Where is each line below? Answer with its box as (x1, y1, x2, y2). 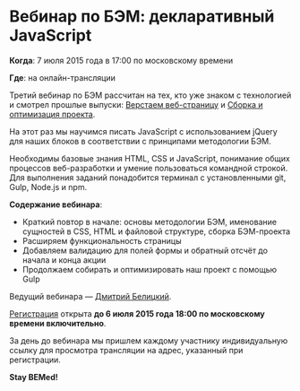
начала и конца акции (21, 254, 107, 265)
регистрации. (9, 354, 61, 365)
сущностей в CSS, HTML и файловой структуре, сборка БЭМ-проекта (21, 226, 291, 237)
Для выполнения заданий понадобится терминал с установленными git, (9, 172, 287, 183)
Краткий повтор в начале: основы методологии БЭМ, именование (21, 216, 278, 227)
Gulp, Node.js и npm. (9, 181, 88, 192)
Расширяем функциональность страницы (21, 235, 182, 246)
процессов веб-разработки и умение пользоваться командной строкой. (9, 162, 288, 173)
